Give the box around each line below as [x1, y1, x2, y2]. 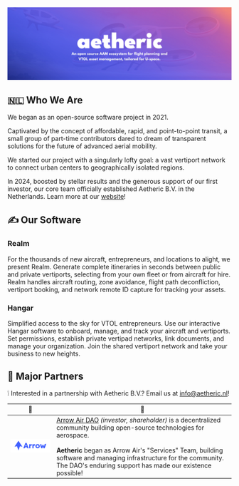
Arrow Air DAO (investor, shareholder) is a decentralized [56, 415, 221, 424]
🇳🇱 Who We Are [7, 94, 83, 106]
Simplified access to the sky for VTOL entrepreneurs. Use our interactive [7, 319, 221, 328]
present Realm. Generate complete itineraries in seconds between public [7, 262, 221, 271]
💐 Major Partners [7, 370, 84, 382]
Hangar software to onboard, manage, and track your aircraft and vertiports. [7, 327, 231, 336]
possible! [56, 468, 83, 477]
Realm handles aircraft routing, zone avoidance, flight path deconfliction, [7, 277, 221, 286]
